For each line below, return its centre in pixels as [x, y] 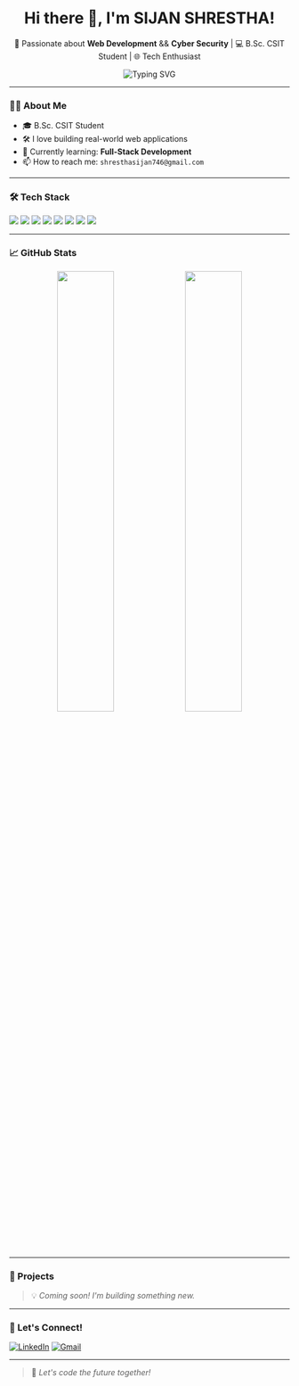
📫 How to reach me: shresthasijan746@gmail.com [113, 162]
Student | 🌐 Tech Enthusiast [149, 56]
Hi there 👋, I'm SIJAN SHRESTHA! [149, 18]
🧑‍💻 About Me [38, 105]
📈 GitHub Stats [43, 253]
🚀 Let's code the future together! [91, 1373]
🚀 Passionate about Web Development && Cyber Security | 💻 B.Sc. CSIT [149, 43]
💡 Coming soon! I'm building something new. [113, 1296]
